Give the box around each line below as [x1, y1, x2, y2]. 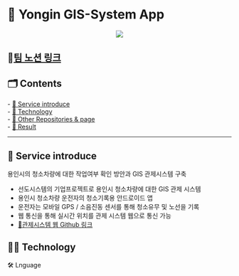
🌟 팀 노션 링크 [7, 52, 62, 64]
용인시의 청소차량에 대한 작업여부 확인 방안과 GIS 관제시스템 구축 [7, 169, 187, 178]
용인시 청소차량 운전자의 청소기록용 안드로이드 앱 [17, 193, 153, 202]
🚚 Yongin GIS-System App [7, 6, 165, 23]
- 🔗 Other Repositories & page [7, 115, 95, 124]
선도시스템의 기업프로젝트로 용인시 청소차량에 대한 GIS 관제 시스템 [17, 184, 201, 193]
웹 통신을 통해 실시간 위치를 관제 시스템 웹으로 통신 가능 [17, 211, 172, 220]
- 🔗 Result [7, 122, 37, 131]
